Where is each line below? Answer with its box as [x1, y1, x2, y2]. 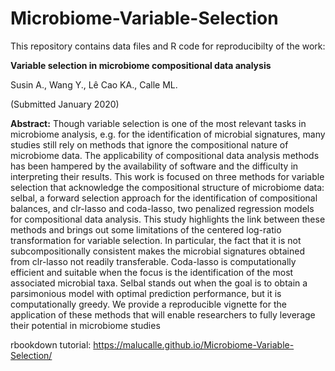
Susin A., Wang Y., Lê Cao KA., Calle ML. [10, 78, 178, 91]
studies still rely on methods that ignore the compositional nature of [10, 138, 289, 151]
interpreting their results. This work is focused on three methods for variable [10, 170, 325, 182]
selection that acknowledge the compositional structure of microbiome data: [10, 181, 325, 193]
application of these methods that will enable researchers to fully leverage [10, 308, 316, 321]
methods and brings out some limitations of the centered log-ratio [10, 223, 282, 236]
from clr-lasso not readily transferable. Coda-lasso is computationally [10, 255, 297, 267]
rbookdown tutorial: [10, 338, 92, 351]
